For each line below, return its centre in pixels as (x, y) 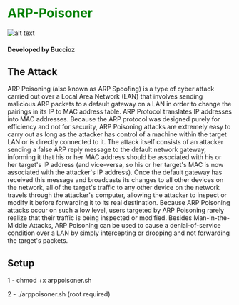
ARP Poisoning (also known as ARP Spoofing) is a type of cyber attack (111, 89)
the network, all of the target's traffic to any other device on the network (113, 188)
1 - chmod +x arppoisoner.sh (50, 281)
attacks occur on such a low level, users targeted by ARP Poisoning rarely (116, 210)
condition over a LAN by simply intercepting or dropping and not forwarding (119, 233)
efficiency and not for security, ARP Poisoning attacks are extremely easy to (119, 127)
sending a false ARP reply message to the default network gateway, (107, 150)
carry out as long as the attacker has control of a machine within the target (117, 134)
